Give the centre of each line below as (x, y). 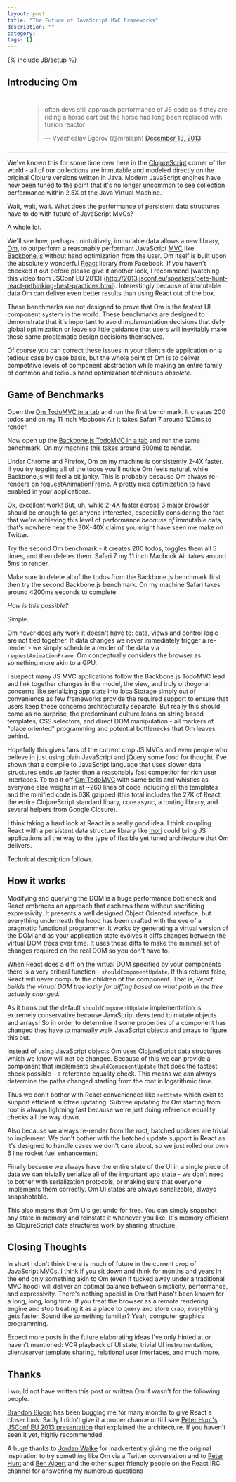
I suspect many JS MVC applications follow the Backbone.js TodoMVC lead (116, 676)
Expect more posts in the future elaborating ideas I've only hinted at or (109, 1337)
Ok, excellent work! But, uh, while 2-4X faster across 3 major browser (108, 505)
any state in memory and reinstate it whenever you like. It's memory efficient (118, 1218)
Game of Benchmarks (55, 395)
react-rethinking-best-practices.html (60, 285)
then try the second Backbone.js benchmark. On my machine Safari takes (114, 584)
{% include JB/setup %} (42, 60)
